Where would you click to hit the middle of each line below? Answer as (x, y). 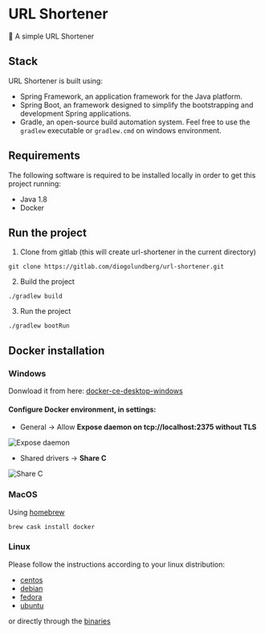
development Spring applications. (75, 113)
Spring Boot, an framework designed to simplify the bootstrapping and (137, 104)
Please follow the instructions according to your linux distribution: (117, 564)
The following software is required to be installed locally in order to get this (132, 175)
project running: (35, 183)
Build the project (47, 282)
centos (31, 579)
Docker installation (57, 350)
